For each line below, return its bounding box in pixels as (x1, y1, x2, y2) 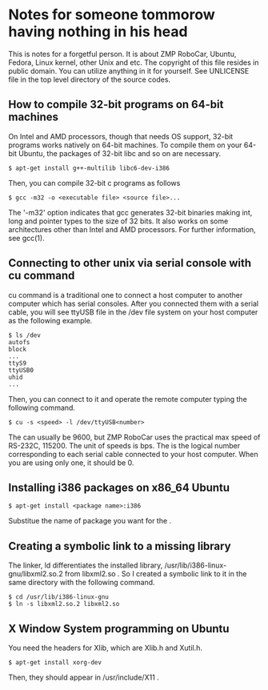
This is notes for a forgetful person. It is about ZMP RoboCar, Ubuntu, (8, 49, 237, 58)
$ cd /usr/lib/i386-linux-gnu (8, 593, 110, 601)
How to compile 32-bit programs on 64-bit (8, 98, 224, 111)
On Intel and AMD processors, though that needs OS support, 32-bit (8, 131, 234, 141)
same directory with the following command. (8, 578, 155, 588)
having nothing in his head (8, 22, 188, 41)
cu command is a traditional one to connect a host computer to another (8, 290, 243, 299)
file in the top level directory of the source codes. (8, 74, 170, 84)
